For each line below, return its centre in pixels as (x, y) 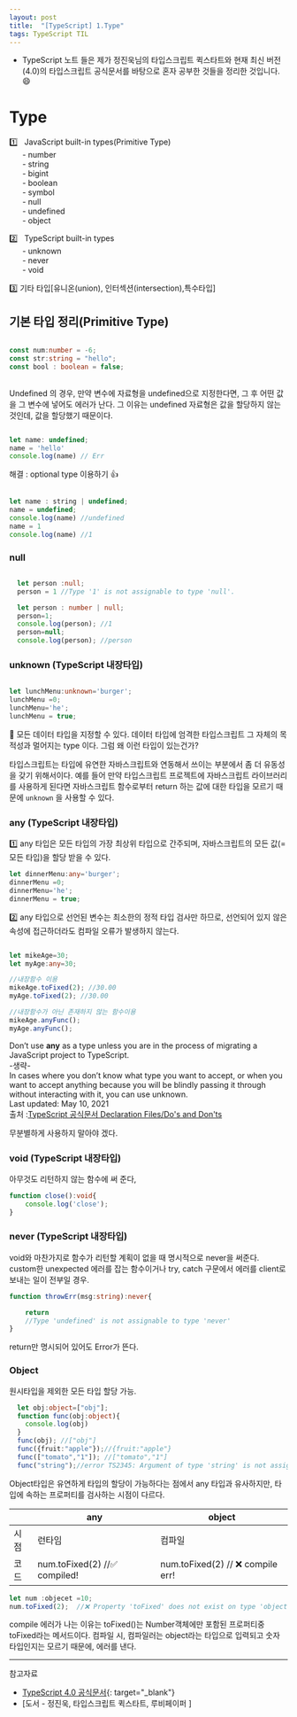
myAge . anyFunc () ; (41, 1029)
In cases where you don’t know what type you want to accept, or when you (146, 1075)
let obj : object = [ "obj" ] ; (63, 1408)
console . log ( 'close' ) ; (67, 1204)
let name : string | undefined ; (69, 501)
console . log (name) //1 (51, 534)
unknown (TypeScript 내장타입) (76, 664)
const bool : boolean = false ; (67, 367)
